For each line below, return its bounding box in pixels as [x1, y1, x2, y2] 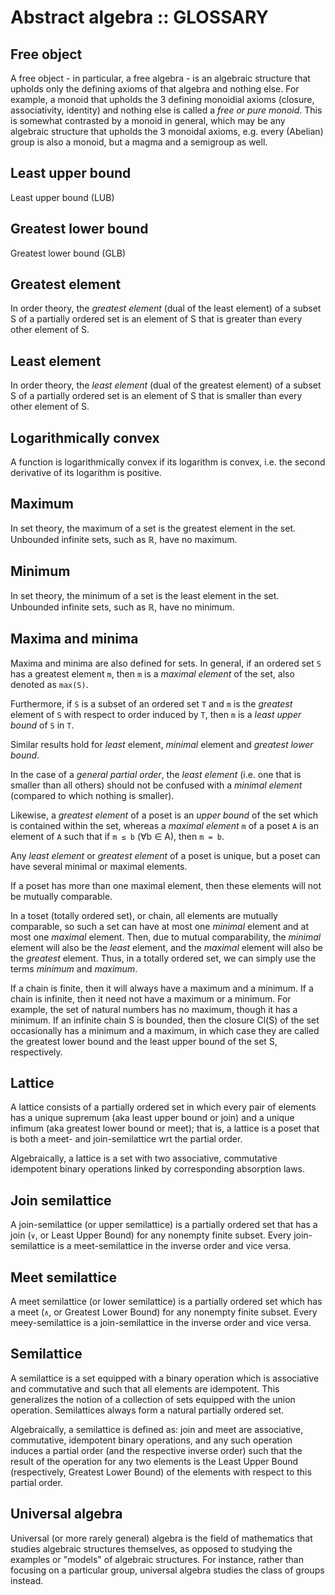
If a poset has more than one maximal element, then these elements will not [10, 879, 322, 891]
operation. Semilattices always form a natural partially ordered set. [10, 1404, 285, 1416]
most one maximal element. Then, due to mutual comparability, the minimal [10, 931, 322, 943]
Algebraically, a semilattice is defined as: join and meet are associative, [10, 1423, 304, 1435]
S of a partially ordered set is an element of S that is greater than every [10, 313, 303, 325]
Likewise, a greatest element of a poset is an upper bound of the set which [10, 809, 318, 821]
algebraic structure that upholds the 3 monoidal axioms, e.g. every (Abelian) [10, 126, 324, 137]
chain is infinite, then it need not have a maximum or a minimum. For [10, 992, 292, 1005]
